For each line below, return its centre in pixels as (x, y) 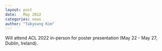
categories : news (23, 19)
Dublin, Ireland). (22, 43)
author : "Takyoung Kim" (30, 24)
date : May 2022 (23, 14)
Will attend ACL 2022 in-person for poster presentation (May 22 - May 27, (81, 38)
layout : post (19, 10)
